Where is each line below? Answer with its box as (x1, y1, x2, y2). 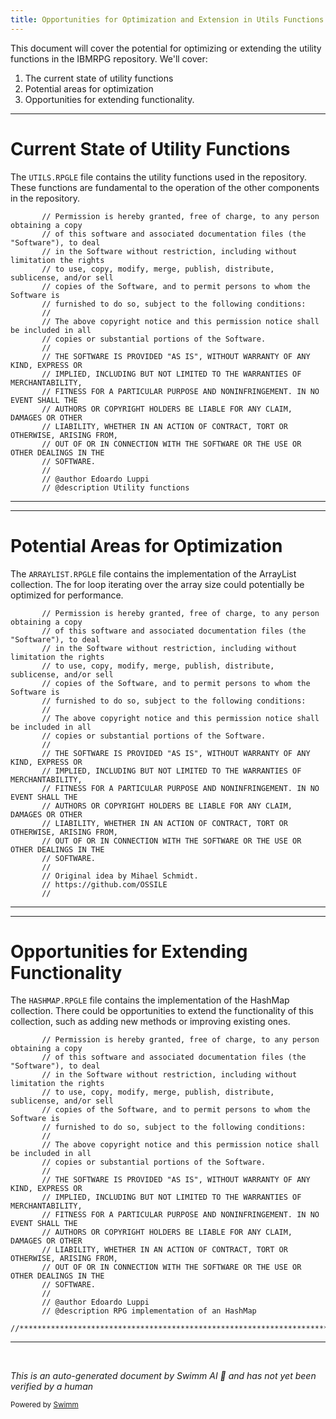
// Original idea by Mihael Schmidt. (41, 871, 199, 881)
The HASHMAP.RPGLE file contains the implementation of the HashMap (10, 994, 290, 1006)
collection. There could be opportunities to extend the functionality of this (10, 1005, 314, 1017)
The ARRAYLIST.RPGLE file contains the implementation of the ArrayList (10, 567, 297, 580)
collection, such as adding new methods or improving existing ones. (10, 1016, 291, 1028)
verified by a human (10, 1381, 94, 1393)
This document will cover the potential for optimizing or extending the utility (10, 42, 322, 54)
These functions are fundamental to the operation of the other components (10, 181, 320, 193)
